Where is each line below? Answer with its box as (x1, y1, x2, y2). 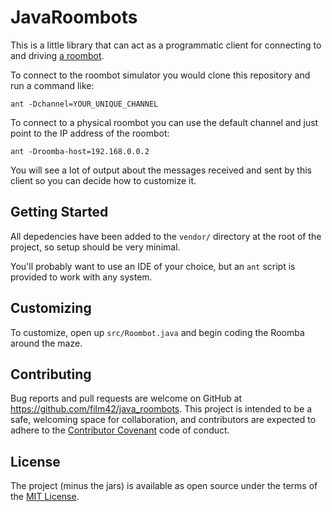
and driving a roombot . (10, 49, 105, 61)
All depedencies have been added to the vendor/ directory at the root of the (10, 230, 322, 242)
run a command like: (10, 79, 95, 91)
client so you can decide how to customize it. (10, 174, 197, 186)
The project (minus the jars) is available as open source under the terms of (10, 480, 318, 492)
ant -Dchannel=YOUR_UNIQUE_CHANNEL (10, 99, 159, 109)
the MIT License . (10, 491, 80, 503)
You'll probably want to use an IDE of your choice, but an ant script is (10, 260, 296, 272)
